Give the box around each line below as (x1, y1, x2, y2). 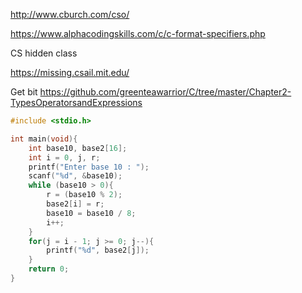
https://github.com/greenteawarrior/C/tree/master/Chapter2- (39, 86, 292, 98)
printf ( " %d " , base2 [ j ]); (46, 245, 150, 256)
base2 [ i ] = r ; (46, 199, 105, 209)
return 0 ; (28, 264, 70, 274)
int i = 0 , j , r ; (28, 152, 101, 163)
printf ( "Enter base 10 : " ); (28, 162, 150, 172)
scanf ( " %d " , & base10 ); (28, 171, 123, 181)
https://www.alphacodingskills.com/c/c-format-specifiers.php (10, 28, 266, 39)
